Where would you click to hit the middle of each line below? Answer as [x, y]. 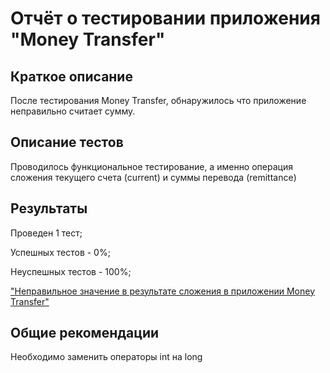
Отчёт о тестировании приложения [165, 18]
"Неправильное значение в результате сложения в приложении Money [163, 291]
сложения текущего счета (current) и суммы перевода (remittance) [153, 177]
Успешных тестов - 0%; [60, 252]
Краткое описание [71, 76]
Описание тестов [67, 142]
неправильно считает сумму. [73, 111]
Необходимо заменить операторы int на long [106, 357]
